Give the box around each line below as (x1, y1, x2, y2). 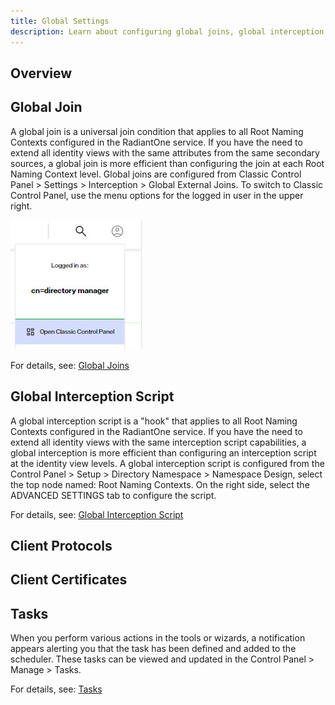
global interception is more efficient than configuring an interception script (10, 446, 317, 459)
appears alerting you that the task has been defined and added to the (10, 643, 297, 655)
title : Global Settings (10, 16, 110, 26)
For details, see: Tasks (10, 683, 103, 695)
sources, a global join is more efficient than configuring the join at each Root (10, 157, 325, 169)
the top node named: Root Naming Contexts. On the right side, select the (10, 478, 310, 490)
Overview (10, 65, 73, 82)
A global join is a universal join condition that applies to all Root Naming (10, 125, 304, 137)
